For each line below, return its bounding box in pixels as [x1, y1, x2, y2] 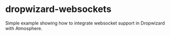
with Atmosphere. [5, 25, 42, 31]
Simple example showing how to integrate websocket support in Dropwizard [5, 20, 165, 26]
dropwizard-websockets [5, 3, 112, 15]
